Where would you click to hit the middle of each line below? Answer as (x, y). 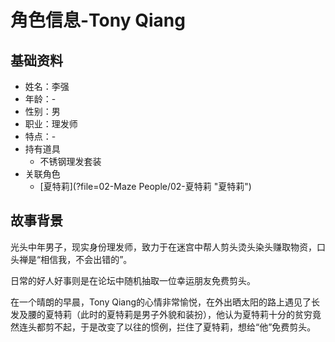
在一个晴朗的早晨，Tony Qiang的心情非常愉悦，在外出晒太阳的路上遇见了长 (165, 302)
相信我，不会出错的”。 (86, 259)
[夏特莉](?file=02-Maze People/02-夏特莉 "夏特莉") (145, 186)
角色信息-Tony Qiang (98, 20)
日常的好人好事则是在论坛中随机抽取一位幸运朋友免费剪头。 (133, 280)
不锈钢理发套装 (70, 161)
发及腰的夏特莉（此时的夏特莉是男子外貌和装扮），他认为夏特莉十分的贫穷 (161, 314)
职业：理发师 (51, 124)
